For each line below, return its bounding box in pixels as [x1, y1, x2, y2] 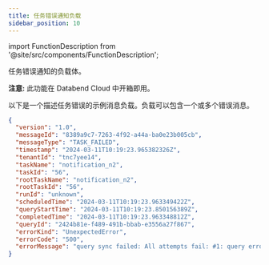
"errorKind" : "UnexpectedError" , [15, 227, 127, 236]
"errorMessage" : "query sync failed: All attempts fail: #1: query [15, 243, 246, 251]
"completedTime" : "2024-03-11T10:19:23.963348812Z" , [15, 213, 195, 221]
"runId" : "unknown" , [15, 191, 84, 199]
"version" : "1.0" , [15, 123, 78, 132]
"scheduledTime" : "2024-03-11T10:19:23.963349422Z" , [15, 198, 195, 207]
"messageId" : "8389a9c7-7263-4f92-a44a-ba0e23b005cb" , [15, 131, 203, 139]
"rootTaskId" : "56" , [15, 183, 84, 191]
